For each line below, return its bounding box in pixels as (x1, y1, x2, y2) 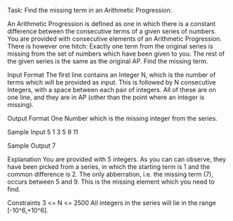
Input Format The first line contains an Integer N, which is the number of (7, 70, 216, 79)
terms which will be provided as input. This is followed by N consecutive (7, 78, 216, 87)
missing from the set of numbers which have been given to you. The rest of (7, 49, 225, 58)
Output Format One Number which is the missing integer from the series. (7, 114, 218, 122)
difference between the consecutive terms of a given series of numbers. (7, 27, 217, 35)
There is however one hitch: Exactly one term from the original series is (7, 42, 213, 50)
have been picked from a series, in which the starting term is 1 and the (7, 163, 211, 171)
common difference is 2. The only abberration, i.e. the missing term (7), (7, 170, 214, 178)
